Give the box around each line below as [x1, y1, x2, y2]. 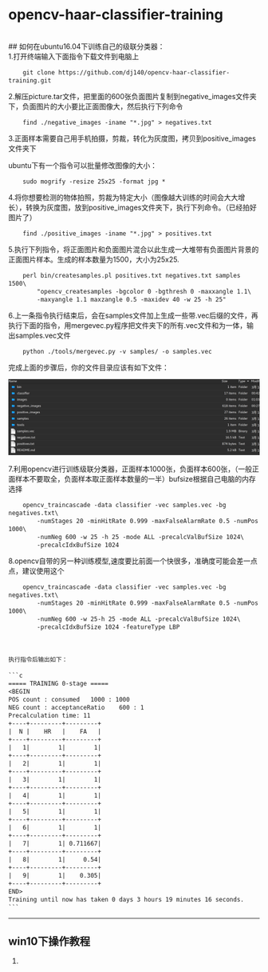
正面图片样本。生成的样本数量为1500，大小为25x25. [8, 254, 179, 264]
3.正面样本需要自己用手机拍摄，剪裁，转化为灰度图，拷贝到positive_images [8, 134, 257, 143]
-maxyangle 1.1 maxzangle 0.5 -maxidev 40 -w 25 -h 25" [37, 295, 227, 303]
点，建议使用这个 [8, 566, 65, 575]
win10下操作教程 [8, 934, 91, 948]
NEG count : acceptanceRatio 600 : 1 [8, 703, 145, 711]
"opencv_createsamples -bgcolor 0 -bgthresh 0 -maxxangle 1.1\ [37, 287, 251, 295]
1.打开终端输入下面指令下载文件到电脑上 [8, 51, 140, 61]
